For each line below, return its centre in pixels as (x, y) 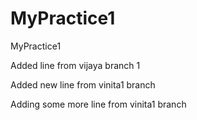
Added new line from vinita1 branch (83, 84)
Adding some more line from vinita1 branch (98, 104)
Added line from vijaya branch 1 (75, 65)
